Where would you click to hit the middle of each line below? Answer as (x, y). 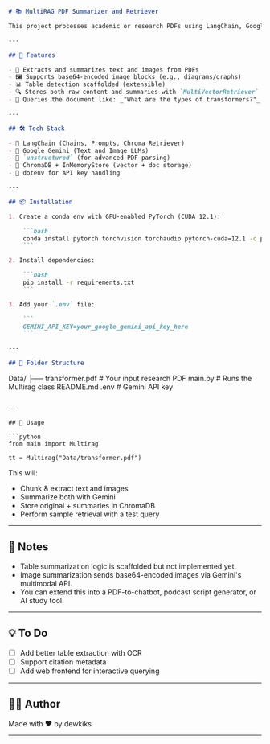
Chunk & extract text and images (74, 488)
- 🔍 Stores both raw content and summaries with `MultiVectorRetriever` (134, 92)
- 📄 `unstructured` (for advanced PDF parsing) (90, 158)
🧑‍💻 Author (35, 704)
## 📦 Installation (41, 202)
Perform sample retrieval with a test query (90, 514)
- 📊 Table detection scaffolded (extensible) (87, 84)
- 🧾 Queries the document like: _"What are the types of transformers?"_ (135, 100)
